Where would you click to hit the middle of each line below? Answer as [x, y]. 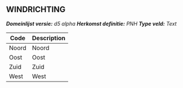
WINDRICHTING [36, 10]
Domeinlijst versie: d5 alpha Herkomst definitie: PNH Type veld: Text [91, 23]
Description [49, 38]
